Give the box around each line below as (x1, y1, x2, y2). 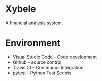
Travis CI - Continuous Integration (12, 64, 84, 70)
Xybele (5, 3, 37, 15)
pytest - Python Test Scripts (12, 70, 72, 76)
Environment (5, 37, 61, 49)
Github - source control (12, 59, 62, 65)
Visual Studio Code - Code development (12, 54, 97, 60)
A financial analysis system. (5, 20, 63, 26)
